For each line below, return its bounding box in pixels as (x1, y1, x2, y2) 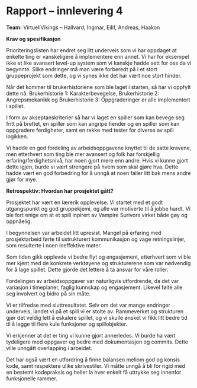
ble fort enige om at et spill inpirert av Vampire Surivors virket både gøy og (6, 211, 188, 218)
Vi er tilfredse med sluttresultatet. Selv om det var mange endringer (6, 301, 170, 309)
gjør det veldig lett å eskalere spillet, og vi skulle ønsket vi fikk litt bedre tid (6, 314, 188, 321)
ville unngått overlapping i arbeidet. (6, 344, 93, 351)
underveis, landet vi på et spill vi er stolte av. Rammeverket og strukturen (6, 307, 184, 315)
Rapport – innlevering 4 (6, 4, 123, 18)
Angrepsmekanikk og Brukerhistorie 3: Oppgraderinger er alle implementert (6, 96, 190, 103)
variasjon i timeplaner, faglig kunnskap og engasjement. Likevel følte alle (6, 284, 183, 291)
